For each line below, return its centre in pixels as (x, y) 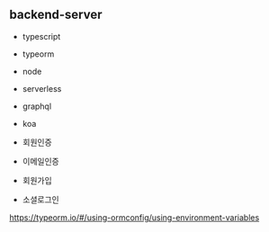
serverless (42, 88)
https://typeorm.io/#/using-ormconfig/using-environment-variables (134, 217)
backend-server (56, 15)
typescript (41, 36)
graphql (37, 106)
